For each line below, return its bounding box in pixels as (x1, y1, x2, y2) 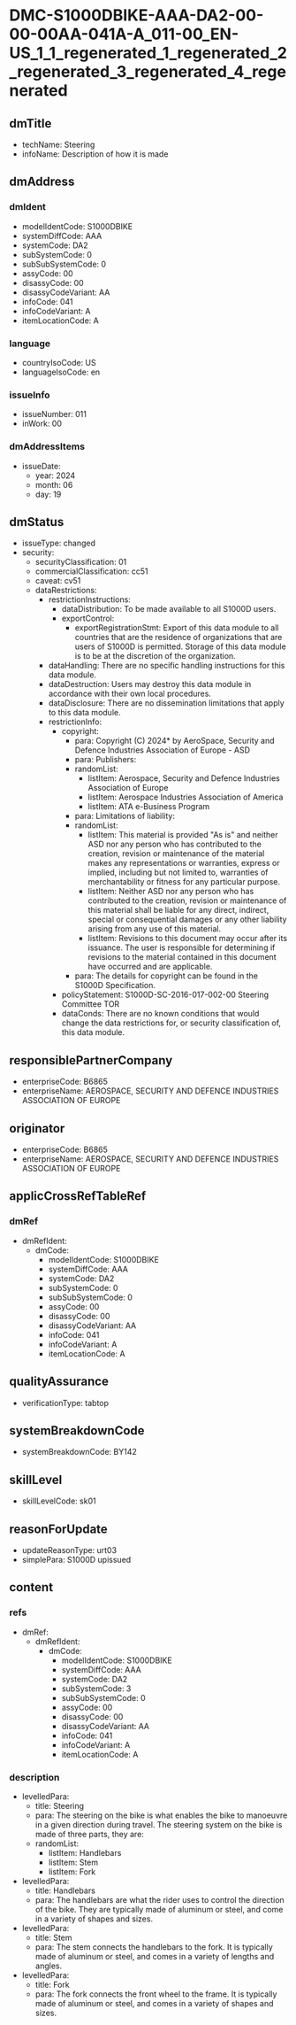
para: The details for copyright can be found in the (74, 970, 259, 981)
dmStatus (9, 514, 65, 529)
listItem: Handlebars (48, 1847, 122, 1858)
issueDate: (21, 460, 62, 471)
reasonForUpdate (9, 1521, 108, 1536)
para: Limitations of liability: (74, 811, 175, 822)
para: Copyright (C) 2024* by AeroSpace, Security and (74, 736, 276, 746)
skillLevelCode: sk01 (21, 1496, 96, 1506)
